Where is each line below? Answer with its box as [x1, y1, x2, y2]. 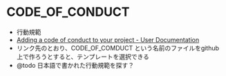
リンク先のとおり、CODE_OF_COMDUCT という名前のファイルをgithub [16, 44, 219, 52]
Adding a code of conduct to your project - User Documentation [16, 35, 200, 44]
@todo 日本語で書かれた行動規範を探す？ [16, 61, 135, 69]
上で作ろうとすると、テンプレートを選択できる [16, 53, 150, 61]
